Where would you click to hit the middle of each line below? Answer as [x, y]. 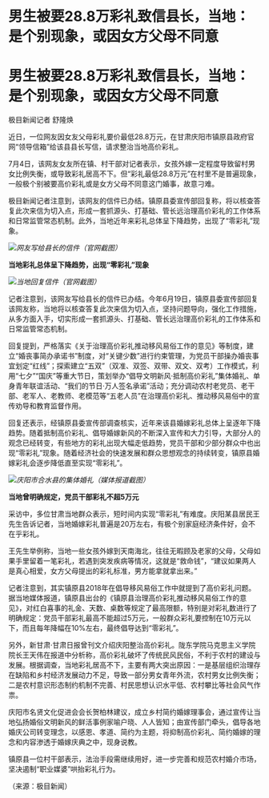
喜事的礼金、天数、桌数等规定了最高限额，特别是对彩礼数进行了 [152, 608]
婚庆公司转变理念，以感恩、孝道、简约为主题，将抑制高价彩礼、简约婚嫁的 [131, 732]
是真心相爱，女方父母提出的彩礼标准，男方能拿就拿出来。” [103, 571]
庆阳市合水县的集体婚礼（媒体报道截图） [83, 480]
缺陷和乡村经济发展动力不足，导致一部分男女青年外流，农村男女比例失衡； [138, 675]
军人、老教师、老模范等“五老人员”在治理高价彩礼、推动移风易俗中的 [141, 396]
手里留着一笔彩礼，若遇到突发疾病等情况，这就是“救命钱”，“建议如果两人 [135, 561]
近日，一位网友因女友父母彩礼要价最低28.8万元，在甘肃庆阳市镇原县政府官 [131, 137]
